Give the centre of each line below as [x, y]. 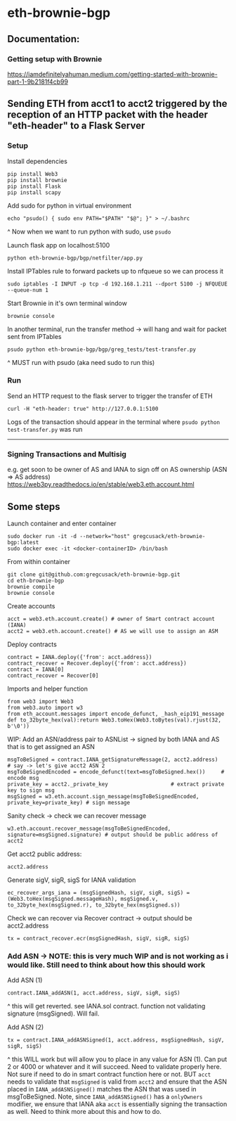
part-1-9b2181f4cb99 [38, 82]
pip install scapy [34, 192]
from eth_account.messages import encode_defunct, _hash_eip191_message [116, 714]
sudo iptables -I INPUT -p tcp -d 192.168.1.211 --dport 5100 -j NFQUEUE [118, 284]
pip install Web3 [33, 174]
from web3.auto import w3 [45, 707]
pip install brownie [38, 180]
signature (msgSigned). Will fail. [53, 1013]
